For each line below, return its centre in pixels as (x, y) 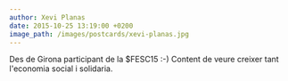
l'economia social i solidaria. (61, 69)
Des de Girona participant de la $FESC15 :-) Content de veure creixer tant (144, 60)
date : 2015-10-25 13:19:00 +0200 (71, 26)
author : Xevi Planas (48, 17)
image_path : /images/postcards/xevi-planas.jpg (99, 34)
